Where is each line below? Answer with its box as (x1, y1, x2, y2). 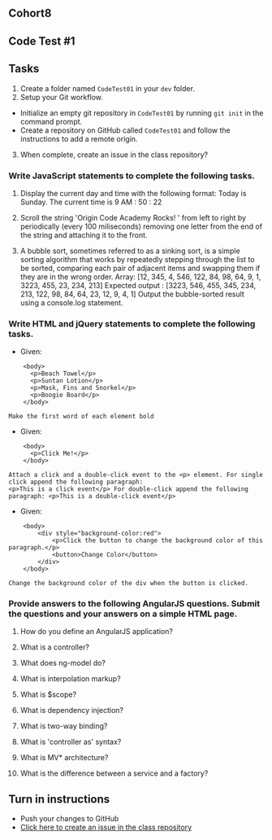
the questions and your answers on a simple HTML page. (8, 608, 238, 619)
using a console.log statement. (19, 297, 123, 308)
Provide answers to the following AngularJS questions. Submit (8, 598, 261, 610)
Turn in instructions (8, 792, 110, 806)
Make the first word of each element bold (8, 413, 154, 421)
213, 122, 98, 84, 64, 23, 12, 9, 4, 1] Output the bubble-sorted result (19, 289, 245, 299)
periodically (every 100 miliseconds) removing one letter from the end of (19, 221, 262, 231)
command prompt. (19, 116, 83, 126)
